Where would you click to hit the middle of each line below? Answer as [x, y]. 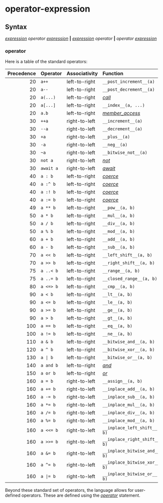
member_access [122, 114]
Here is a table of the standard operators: [46, 62]
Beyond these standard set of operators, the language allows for [69, 490]
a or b [48, 373]
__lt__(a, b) [117, 295]
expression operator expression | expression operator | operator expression [81, 38]
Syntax [16, 27]
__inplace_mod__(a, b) [129, 421]
